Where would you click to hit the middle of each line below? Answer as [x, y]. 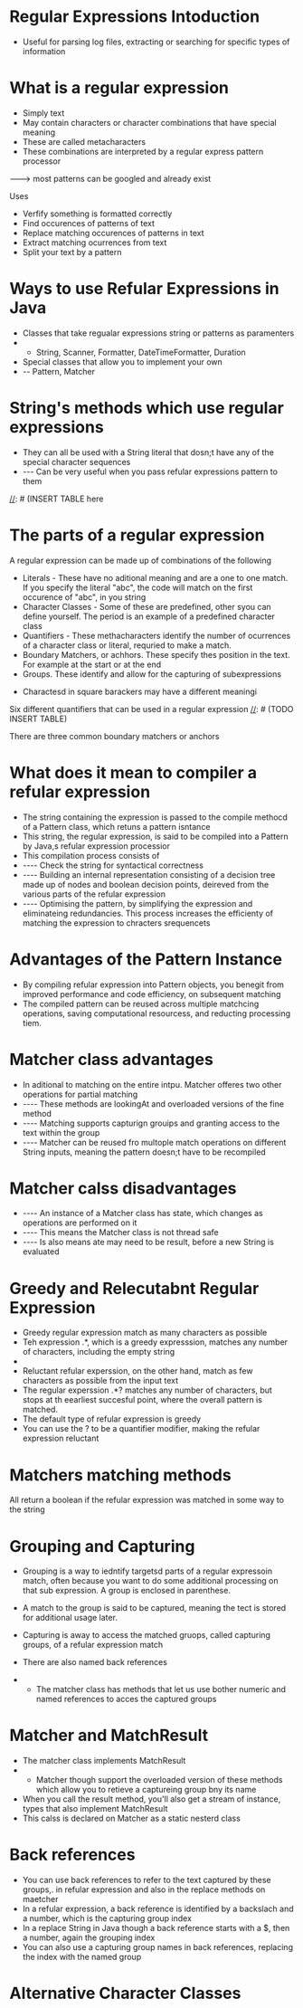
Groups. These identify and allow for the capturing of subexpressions [152, 674]
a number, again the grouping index [89, 1937]
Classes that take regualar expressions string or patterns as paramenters [158, 333]
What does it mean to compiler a [133, 772]
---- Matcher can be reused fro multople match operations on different [154, 1142]
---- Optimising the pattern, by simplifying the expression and [137, 903]
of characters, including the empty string [99, 1352]
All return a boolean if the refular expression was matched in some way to [147, 1500]
